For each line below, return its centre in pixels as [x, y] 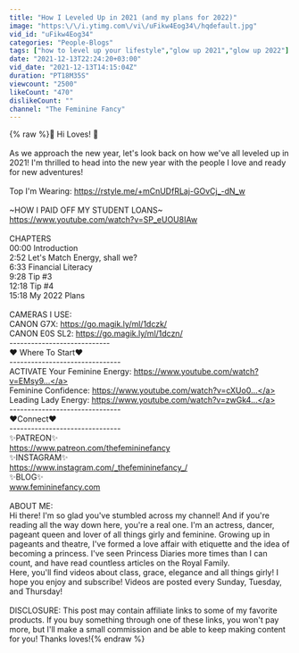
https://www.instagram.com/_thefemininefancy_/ [99, 468]
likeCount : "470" [42, 92]
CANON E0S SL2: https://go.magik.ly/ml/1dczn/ [96, 334]
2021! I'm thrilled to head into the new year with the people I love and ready [148, 163]
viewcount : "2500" [43, 84]
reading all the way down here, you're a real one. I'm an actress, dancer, [142, 525]
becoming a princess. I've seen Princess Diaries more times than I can [138, 554]
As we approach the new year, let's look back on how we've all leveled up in [149, 154]
